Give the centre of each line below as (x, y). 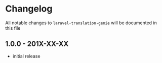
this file (13, 28)
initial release (26, 56)
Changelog (29, 9)
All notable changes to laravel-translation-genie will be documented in (81, 23)
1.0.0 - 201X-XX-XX (37, 44)
